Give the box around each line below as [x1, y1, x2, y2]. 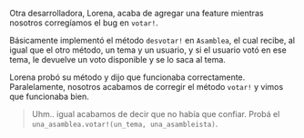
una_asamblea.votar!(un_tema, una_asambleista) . [31, 118, 218, 129]
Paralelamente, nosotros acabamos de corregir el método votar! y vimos [9, 82, 284, 92]
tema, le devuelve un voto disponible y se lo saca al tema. [9, 54, 226, 64]
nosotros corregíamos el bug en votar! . [9, 17, 158, 28]
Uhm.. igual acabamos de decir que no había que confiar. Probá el [31, 109, 280, 119]
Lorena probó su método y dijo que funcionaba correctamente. [9, 72, 246, 83]
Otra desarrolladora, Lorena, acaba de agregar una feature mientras [9, 8, 264, 18]
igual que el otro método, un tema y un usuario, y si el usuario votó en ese [9, 44, 287, 55]
